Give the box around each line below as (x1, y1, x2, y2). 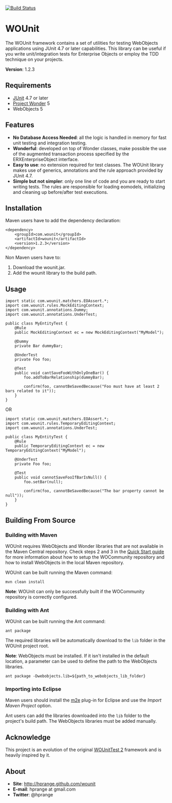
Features (5, 121, 34, 130)
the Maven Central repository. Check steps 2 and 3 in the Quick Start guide (5, 548, 164, 555)
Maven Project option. (5, 703, 52, 709)
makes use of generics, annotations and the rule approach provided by (12, 167, 163, 173)
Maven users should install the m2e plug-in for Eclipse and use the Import (5, 697, 162, 703)
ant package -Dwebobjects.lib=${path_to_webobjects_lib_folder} (5, 674, 146, 679)
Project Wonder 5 (12, 100, 50, 106)
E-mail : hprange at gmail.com (12, 786, 76, 792)
